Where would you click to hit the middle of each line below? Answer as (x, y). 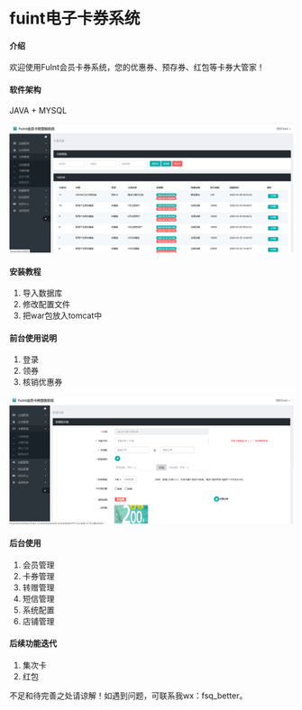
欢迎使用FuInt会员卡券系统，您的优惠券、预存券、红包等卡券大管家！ (137, 68)
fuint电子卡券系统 (75, 18)
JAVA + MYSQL (38, 110)
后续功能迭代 (33, 643)
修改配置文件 (46, 305)
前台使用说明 (33, 338)
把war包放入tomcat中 (62, 315)
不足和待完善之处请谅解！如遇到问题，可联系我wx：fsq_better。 (128, 696)
